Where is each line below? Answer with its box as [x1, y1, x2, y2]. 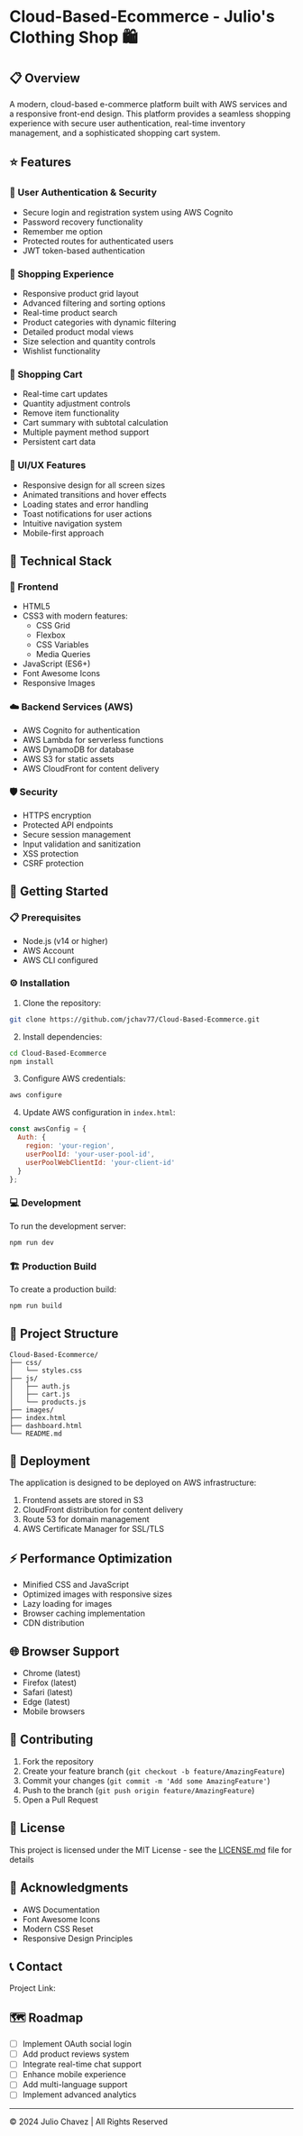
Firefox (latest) [22, 1677, 78, 1688]
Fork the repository [22, 1756, 95, 1766]
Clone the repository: [22, 997, 102, 1008]
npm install [9, 1057, 54, 1066]
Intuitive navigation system [22, 518, 123, 528]
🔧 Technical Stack [9, 553, 113, 569]
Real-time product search [22, 307, 118, 317]
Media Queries [35, 649, 91, 660]
